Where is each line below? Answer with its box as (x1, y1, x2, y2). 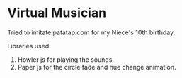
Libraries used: (7, 41, 51, 50)
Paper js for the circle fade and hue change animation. (17, 63, 176, 71)
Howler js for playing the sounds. (17, 55, 115, 64)
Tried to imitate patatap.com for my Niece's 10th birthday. (7, 28, 176, 37)
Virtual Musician (7, 5, 107, 21)
